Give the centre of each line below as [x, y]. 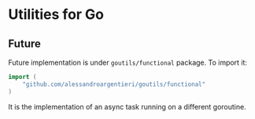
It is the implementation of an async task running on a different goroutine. [127, 106]
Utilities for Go [56, 15]
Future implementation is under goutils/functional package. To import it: [128, 62]
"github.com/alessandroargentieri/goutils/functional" [114, 84]
